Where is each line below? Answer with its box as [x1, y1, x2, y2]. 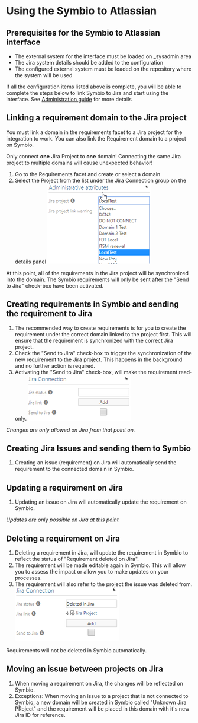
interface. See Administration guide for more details [6, 96, 132, 103]
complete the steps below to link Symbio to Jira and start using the [6, 90, 169, 96]
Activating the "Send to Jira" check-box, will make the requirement [14, 368, 178, 375]
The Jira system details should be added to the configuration [14, 59, 164, 66]
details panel [14, 258, 46, 265]
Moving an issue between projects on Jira [6, 664, 164, 674]
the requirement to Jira [6, 308, 93, 318]
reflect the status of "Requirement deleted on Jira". [14, 556, 139, 563]
